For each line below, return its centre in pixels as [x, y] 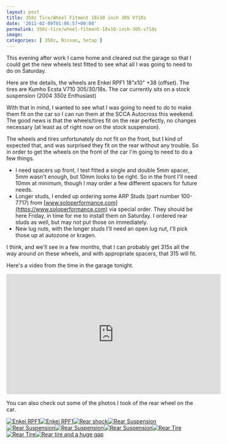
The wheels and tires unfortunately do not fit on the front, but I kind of [95, 139]
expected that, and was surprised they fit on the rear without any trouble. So [102, 145]
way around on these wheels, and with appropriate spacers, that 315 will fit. [102, 253]
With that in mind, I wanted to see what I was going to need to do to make [99, 107]
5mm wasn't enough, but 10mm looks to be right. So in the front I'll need [106, 177]
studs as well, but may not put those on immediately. [81, 222]
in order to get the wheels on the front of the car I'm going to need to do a [99, 152]
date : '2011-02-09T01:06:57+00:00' [52, 23]
